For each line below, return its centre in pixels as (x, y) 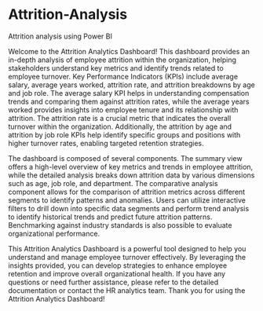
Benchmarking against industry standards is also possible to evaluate (120, 225)
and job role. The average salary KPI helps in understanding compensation (129, 93)
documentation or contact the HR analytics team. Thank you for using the (127, 290)
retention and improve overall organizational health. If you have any (117, 273)
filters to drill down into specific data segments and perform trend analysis (129, 208)
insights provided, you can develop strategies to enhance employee (118, 265)
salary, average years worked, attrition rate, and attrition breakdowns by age (131, 85)
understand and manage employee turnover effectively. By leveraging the (127, 257)
